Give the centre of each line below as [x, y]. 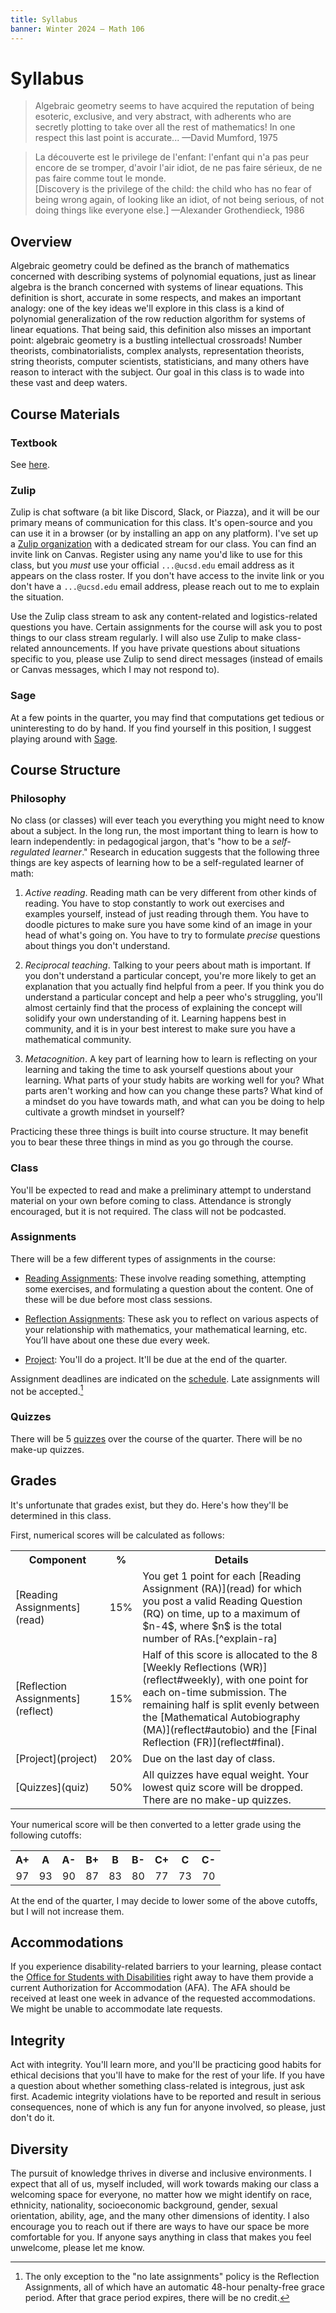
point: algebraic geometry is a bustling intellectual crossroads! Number [156, 340]
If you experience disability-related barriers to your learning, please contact [166, 1967]
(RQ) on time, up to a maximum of [221, 1613]
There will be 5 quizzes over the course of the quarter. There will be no [156, 1438]
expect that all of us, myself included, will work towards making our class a [165, 2184]
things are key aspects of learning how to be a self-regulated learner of [157, 863]
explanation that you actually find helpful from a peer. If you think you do [174, 987]
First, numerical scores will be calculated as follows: [117, 1535]
